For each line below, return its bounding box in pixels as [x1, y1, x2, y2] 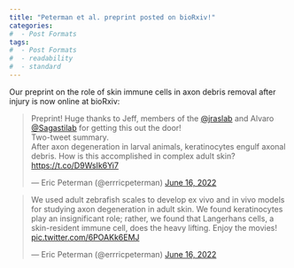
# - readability [9, 54, 73, 63]
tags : [9, 37, 29, 47]
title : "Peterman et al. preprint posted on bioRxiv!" [9, 12, 216, 22]
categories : [9, 21, 53, 30]
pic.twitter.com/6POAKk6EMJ [30, 232, 140, 242]
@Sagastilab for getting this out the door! [30, 122, 182, 133]
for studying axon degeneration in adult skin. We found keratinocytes [30, 203, 283, 214]
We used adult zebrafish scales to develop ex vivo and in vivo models [30, 194, 285, 204]
